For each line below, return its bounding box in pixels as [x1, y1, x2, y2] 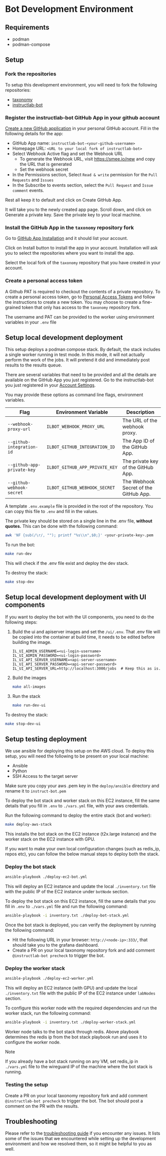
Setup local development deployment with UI [5, 593, 147, 601]
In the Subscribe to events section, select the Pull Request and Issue [12, 182, 153, 188]
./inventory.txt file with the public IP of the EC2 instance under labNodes [5, 990, 156, 996]
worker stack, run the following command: [5, 1010, 91, 1016]
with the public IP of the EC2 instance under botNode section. [5, 889, 129, 895]
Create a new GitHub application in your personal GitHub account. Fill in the [5, 125, 159, 131]
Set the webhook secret [19, 166, 69, 172]
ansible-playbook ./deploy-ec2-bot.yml [5, 875, 87, 879]
